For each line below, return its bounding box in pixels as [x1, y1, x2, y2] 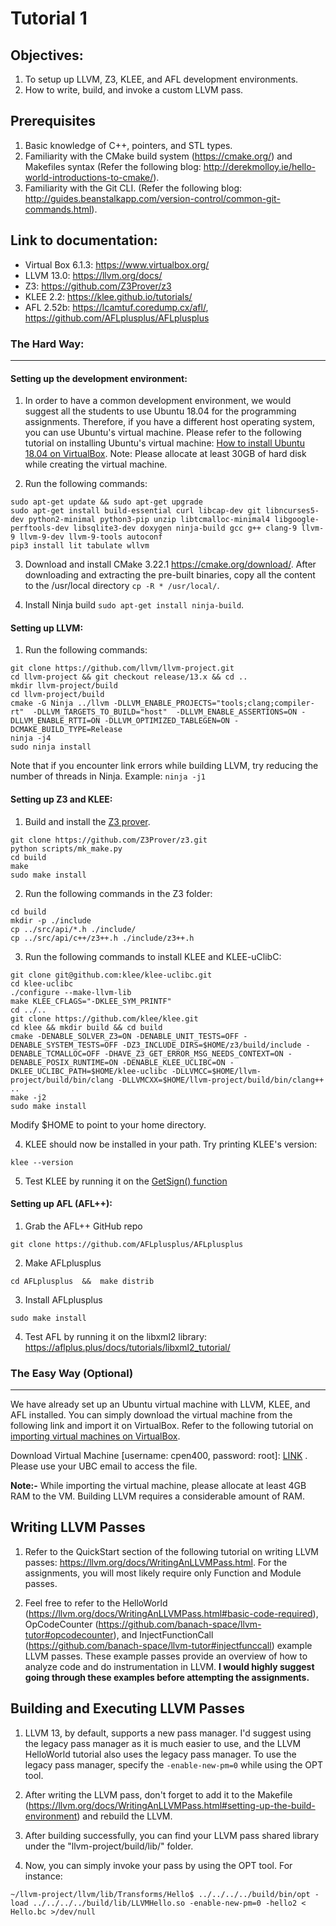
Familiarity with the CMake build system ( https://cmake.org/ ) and [24, 150, 293, 162]
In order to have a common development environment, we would [24, 395, 292, 407]
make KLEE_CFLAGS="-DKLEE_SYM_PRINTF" [10, 996, 172, 1006]
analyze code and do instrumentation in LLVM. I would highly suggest [24, 1660, 315, 1672]
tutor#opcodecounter [24, 1628, 114, 1641]
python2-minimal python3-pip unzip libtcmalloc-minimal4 [28, 515, 271, 525]
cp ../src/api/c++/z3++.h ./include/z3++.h [10, 933, 195, 943]
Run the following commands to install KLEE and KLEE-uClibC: [24, 950, 282, 962]
